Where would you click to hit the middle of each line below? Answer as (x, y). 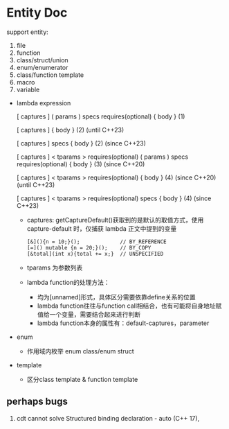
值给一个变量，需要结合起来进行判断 (89, 314)
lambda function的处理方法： (68, 282)
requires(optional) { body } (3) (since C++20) (81, 164)
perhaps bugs (37, 402)
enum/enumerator (42, 67)
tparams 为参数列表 (55, 268)
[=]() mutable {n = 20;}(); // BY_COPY (89, 247)
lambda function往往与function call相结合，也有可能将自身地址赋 (129, 306)
